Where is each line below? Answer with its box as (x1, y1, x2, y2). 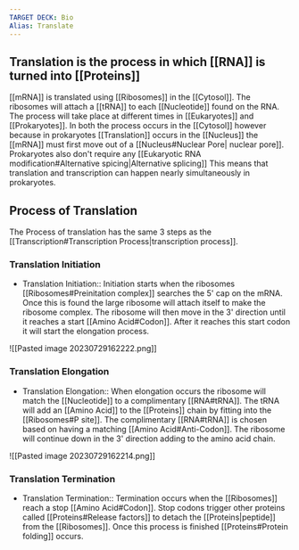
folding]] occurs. (21, 531, 84, 542)
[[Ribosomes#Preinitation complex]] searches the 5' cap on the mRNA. (21, 288, 283, 299)
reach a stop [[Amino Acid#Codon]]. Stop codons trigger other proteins (21, 503, 286, 513)
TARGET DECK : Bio (9, 12, 74, 22)
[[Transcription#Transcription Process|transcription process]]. (9, 236, 238, 247)
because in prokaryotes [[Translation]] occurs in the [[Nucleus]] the (9, 130, 259, 141)
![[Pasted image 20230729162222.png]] (9, 343, 158, 354)
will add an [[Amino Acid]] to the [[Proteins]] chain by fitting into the (21, 405, 272, 415)
